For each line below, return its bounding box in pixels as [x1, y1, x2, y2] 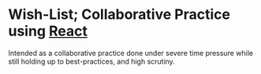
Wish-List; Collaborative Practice [8, 6, 231, 24]
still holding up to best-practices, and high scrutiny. [8, 57, 175, 66]
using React [8, 22, 88, 40]
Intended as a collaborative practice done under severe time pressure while [8, 48, 254, 57]
